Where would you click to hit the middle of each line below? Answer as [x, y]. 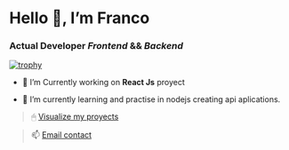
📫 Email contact [61, 135]
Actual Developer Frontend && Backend [96, 46]
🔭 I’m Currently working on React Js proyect [103, 83]
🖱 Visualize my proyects [75, 117]
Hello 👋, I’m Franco [80, 18]
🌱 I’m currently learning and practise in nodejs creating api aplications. [151, 99]
